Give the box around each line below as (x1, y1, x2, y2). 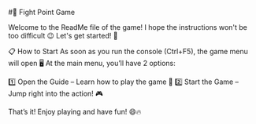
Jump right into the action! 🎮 (8, 89, 104, 98)
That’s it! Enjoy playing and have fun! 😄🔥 (8, 107, 142, 116)
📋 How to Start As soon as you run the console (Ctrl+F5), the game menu (8, 47, 248, 56)
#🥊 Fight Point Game (8, 8, 76, 16)
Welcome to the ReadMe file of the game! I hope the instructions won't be (8, 23, 248, 31)
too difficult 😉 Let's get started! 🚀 (8, 31, 118, 40)
